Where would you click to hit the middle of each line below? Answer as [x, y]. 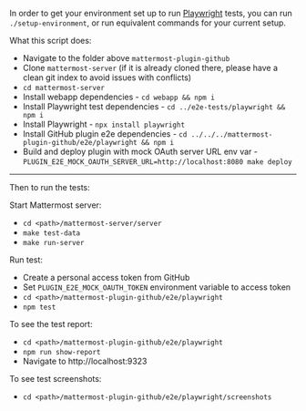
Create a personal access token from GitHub [106, 277]
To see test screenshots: [56, 379]
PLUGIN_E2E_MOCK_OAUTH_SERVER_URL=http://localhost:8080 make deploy [158, 162]
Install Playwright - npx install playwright [103, 124]
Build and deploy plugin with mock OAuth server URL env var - [140, 151]
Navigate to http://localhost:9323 [85, 361]
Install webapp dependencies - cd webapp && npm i [119, 97]
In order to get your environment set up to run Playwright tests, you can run [151, 13]
